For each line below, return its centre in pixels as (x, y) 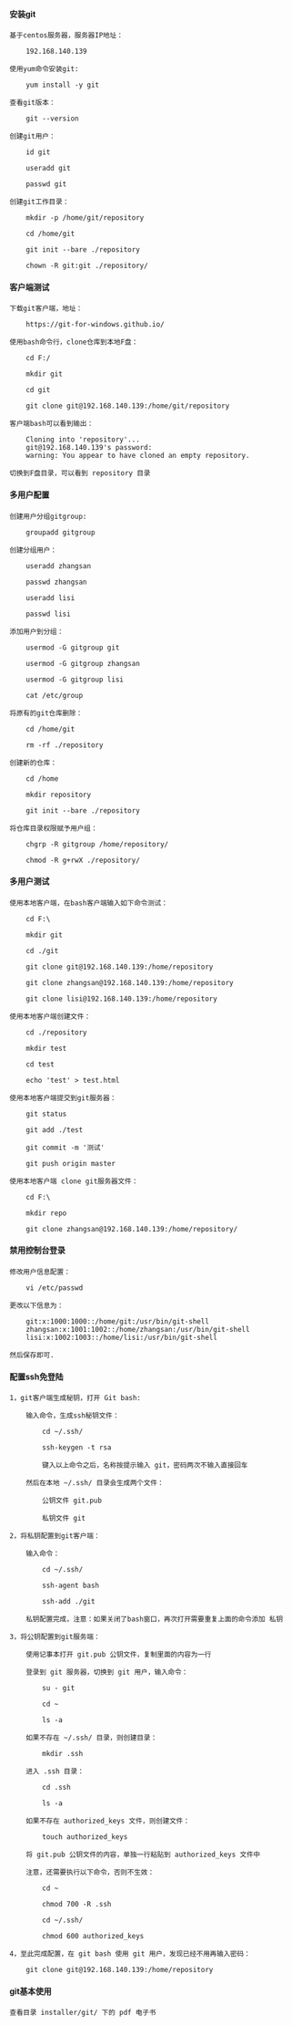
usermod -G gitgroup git (73, 648)
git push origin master (71, 1163)
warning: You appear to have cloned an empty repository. (138, 456)
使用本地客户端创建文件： (50, 1016)
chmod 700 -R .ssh (77, 1905)
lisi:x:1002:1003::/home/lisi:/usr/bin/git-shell (122, 1338)
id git (38, 152)
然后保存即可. (32, 1356)
